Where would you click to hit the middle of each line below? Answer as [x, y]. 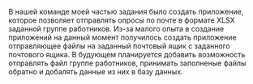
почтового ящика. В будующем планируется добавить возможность [127, 55]
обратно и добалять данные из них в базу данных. [96, 71]
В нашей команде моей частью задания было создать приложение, [126, 12]
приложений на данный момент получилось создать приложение [122, 37]
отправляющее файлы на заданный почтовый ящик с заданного [119, 46]
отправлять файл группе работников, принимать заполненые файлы [127, 63]
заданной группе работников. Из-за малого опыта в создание [116, 29]
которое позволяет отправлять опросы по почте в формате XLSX [122, 20]
